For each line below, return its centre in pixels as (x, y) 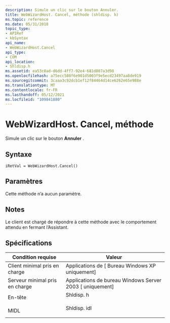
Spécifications (29, 243)
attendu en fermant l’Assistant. (37, 227)
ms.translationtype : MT (30, 85)
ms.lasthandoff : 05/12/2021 (35, 95)
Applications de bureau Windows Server (114, 280)
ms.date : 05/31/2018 (27, 24)
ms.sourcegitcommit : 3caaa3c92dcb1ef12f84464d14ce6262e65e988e (73, 80)
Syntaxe (18, 154)
